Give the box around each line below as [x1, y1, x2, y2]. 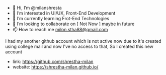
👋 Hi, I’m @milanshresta [12, 5, 62, 11]
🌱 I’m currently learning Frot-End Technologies [12, 16, 110, 21]
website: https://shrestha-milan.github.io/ [12, 64, 99, 70]
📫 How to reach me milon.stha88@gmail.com [12, 27, 108, 32]
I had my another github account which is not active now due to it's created [5, 38, 162, 44]
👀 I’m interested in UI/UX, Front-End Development [12, 10, 116, 16]
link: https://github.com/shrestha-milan [12, 58, 94, 64]
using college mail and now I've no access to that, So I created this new [5, 43, 153, 49]
